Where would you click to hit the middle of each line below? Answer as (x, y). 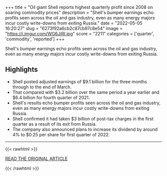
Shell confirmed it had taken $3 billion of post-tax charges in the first (83, 119)
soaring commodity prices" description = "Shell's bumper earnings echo (80, 12)
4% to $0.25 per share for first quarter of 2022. (61, 135)
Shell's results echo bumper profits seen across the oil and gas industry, (86, 103)
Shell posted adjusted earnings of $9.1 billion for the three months (80, 81)
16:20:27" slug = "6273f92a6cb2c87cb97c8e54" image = (64, 28)
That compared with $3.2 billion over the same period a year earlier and (86, 92)
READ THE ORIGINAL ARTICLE (37, 159)
